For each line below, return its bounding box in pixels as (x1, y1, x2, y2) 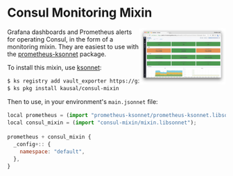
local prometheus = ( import (7, 112, 89, 118)
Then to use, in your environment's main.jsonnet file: (7, 97, 158, 105)
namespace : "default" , (19, 148, 85, 155)
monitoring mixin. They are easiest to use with (7, 42, 139, 51)
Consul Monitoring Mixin (7, 5, 153, 21)
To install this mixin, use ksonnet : (7, 63, 102, 71)
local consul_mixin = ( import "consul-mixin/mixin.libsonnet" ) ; (7, 119, 197, 126)
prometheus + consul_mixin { (7, 134, 92, 141)
